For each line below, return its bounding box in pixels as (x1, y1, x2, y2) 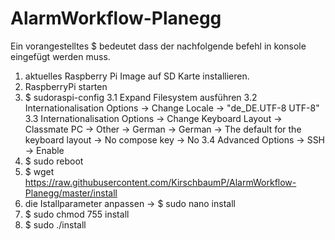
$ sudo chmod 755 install (24, 208, 130, 220)
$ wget (24, 165, 55, 177)
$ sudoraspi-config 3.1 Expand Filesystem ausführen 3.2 (24, 91, 258, 103)
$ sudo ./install (24, 218, 87, 231)
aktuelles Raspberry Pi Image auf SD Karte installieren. (24, 70, 250, 82)
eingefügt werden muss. (10, 50, 111, 62)
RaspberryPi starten (24, 80, 108, 92)
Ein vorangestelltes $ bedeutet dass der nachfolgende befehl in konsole (10, 40, 307, 52)
